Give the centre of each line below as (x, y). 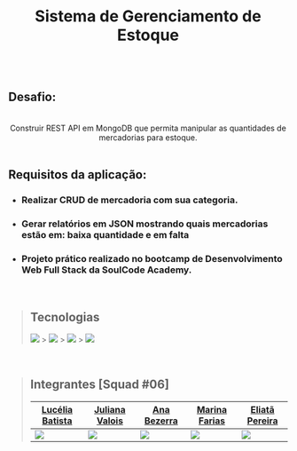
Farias (211, 421)
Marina (212, 409)
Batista (57, 421)
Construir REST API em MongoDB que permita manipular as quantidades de (148, 128)
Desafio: (32, 97)
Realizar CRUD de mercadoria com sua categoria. (129, 200)
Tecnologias (65, 317)
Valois (109, 421)
